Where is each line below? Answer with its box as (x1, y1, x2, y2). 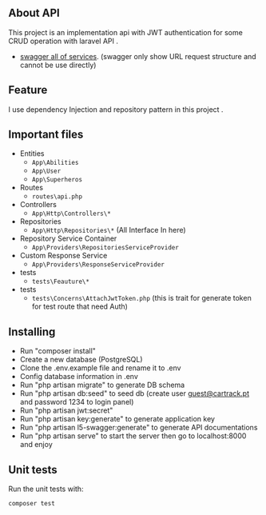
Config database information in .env (19, 372, 138, 381)
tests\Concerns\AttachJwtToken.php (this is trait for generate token (31, 293, 252, 303)
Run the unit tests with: (8, 484, 84, 494)
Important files (8, 128, 84, 142)
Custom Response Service (19, 251, 108, 261)
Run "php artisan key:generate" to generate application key (19, 414, 216, 424)
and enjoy (19, 440, 54, 449)
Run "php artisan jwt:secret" (19, 405, 113, 415)
